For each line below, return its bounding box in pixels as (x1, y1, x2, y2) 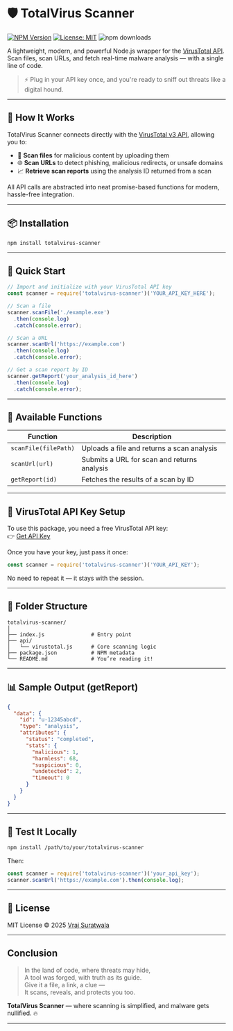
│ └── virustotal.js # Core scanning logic (7, 643, 157, 650)
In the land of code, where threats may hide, (24, 966, 151, 974)
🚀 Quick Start (7, 265, 66, 277)
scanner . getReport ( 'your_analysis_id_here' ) (7, 373, 138, 380)
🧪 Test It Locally (7, 826, 78, 838)
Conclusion (7, 948, 58, 960)
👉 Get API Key (7, 532, 51, 540)
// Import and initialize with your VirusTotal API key (7, 284, 172, 291)
